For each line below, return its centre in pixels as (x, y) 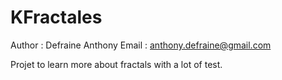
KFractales (56, 17)
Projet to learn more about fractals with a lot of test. (116, 64)
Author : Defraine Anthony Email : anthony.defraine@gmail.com (141, 45)
